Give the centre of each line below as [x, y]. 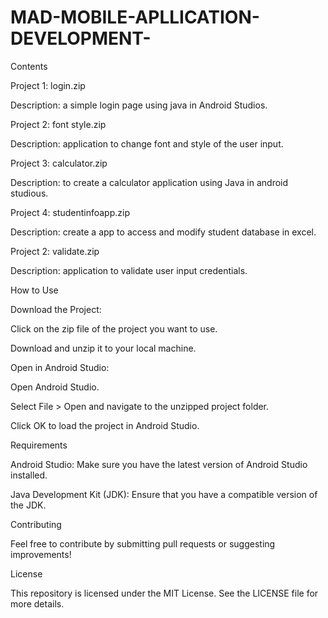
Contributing [36, 524]
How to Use [34, 290]
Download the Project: [56, 309]
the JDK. [28, 505]
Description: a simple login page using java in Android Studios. [139, 105]
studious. [29, 193]
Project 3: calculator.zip [59, 163]
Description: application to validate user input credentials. [129, 270]
